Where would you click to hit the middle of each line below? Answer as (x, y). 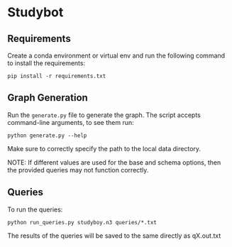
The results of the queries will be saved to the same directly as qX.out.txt (114, 236)
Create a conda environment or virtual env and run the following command (116, 55)
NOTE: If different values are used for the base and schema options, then (114, 162)
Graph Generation (48, 98)
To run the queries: (35, 209)
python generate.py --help (47, 136)
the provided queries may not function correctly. (78, 170)
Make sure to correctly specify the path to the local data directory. (104, 148)
